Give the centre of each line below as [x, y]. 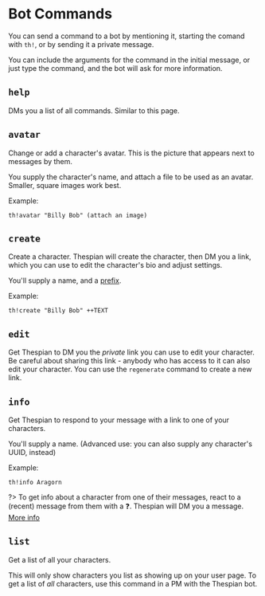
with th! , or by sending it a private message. [81, 44]
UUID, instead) [32, 452]
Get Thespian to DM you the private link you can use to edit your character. [131, 352]
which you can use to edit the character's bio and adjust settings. [115, 265]
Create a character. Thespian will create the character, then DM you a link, [130, 257]
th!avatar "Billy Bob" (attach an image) [78, 215]
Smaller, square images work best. [65, 185]
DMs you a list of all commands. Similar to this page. [94, 110]
